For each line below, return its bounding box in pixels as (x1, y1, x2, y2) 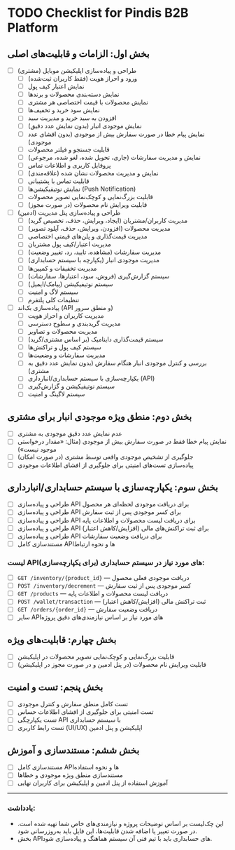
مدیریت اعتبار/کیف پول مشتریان (27, 240, 112, 248)
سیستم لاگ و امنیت (27, 288, 79, 296)
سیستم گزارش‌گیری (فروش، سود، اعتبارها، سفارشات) (27, 271, 170, 280)
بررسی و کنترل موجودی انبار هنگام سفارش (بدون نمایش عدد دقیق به (27, 359, 208, 367)
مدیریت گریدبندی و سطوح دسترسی (27, 319, 121, 328)
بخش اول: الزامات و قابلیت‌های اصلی (7, 48, 150, 60)
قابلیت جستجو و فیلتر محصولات (27, 145, 110, 154)
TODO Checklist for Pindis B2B (7, 5, 189, 21)
